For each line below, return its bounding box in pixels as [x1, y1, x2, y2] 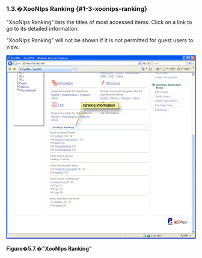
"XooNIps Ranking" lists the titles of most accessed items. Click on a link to [6, 19, 192, 26]
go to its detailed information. [6, 25, 79, 33]
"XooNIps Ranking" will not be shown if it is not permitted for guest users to [6, 37, 194, 44]
